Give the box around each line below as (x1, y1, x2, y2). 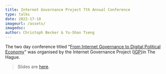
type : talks (5, 12, 30, 17)
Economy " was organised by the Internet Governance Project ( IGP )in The (5, 49, 156, 55)
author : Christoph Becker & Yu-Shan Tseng (5, 30, 95, 35)
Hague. (5, 54, 20, 60)
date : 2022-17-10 (5, 16, 41, 21)
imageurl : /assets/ (5, 21, 46, 26)
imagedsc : (5, 26, 26, 31)
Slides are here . (17, 64, 50, 70)
